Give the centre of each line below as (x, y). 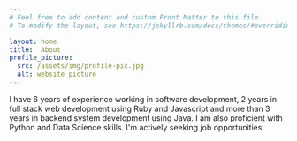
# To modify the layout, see (63, 26)
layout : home (33, 41)
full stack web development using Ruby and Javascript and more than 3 (140, 108)
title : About (35, 49)
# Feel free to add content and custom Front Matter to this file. (136, 17)
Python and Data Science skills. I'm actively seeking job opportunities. (137, 127)
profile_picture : (41, 58)
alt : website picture (57, 74)
